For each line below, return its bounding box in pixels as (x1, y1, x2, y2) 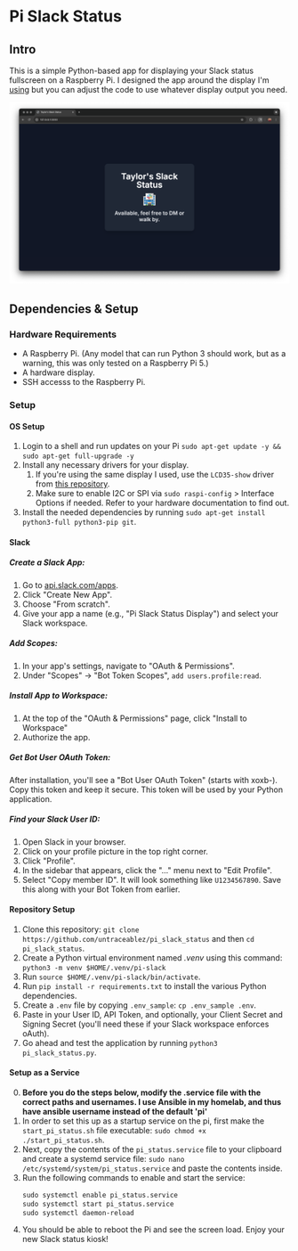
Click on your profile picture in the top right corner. (21, 846, 209, 856)
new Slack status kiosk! (21, 1233, 109, 1244)
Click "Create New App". (21, 589, 113, 600)
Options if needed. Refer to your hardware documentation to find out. (35, 497, 290, 509)
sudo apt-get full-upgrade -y (21, 452, 135, 461)
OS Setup (9, 421, 45, 431)
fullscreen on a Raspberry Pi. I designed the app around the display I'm (9, 75, 270, 86)
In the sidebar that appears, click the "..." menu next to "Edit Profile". (21, 864, 273, 875)
